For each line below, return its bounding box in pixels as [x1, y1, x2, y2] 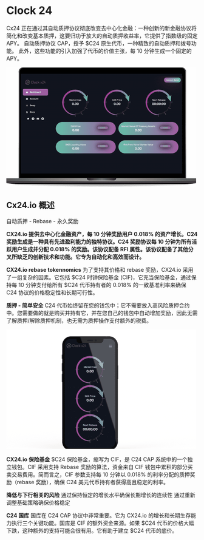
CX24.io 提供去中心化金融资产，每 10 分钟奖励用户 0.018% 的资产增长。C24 [6, 230, 198, 237]
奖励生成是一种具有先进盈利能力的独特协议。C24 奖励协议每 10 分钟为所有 [6, 238, 192, 245]
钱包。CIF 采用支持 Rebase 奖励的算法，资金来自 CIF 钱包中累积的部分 [11, 463, 188, 470]
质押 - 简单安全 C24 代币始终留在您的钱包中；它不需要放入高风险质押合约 [6, 302, 190, 309]
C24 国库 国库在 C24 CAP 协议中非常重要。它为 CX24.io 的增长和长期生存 [6, 511, 191, 519]
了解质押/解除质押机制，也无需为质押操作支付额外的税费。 [6, 317, 152, 324]
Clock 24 [6, 4, 53, 18]
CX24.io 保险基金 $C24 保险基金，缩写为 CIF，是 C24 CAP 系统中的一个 [6, 456, 188, 463]
